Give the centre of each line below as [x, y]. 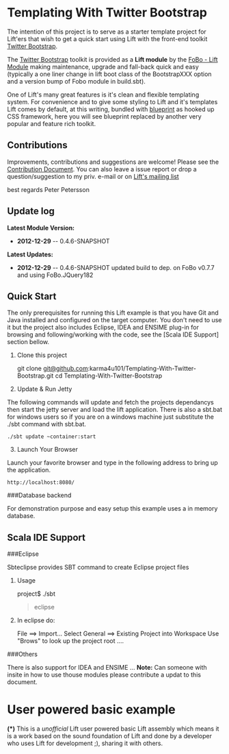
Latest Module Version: [41, 228]
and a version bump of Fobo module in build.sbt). [76, 81]
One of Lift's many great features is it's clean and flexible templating [103, 95]
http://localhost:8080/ [41, 483]
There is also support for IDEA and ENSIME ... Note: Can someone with [107, 668]
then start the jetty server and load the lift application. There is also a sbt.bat [115, 410]
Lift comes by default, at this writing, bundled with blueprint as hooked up [111, 109]
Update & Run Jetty [44, 389]
